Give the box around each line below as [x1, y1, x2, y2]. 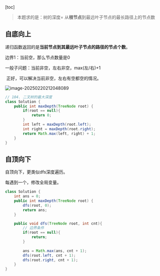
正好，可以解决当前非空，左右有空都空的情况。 [6, 75, 101, 81]
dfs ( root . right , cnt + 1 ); [23, 257, 78, 262]
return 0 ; [31, 113, 52, 118]
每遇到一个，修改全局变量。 [5, 179, 62, 186]
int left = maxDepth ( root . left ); [23, 122, 92, 127]
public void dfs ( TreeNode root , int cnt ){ [14, 221, 102, 226]
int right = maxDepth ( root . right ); [23, 126, 96, 132]
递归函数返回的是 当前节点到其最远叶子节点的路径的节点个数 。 [5, 44, 130, 50]
